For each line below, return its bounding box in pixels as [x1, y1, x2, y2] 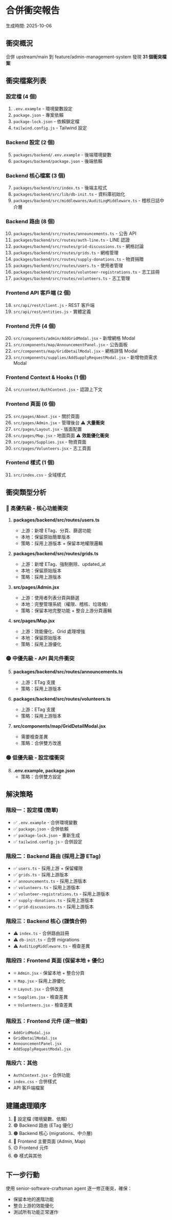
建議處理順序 [6, 1101, 47, 1110]
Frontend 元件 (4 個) [6, 322, 56, 329]
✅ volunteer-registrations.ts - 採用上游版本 [13, 891, 110, 897]
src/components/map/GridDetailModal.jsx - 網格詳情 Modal [13, 348, 138, 354]
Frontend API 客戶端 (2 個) [6, 289, 71, 297]
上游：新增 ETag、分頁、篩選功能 [20, 527, 92, 533]
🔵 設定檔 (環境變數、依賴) [13, 1116, 68, 1122]
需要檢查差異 [20, 733, 48, 740]
